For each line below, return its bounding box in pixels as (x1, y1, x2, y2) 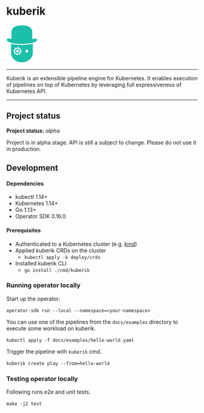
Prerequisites (6, 226, 41, 234)
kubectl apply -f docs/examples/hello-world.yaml (6, 337, 135, 343)
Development (6, 163, 59, 173)
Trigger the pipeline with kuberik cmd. (6, 348, 102, 355)
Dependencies (6, 179, 44, 187)
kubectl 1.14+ (15, 193, 48, 201)
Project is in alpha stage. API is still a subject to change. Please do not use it (6, 139, 197, 146)
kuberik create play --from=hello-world (6, 360, 110, 366)
